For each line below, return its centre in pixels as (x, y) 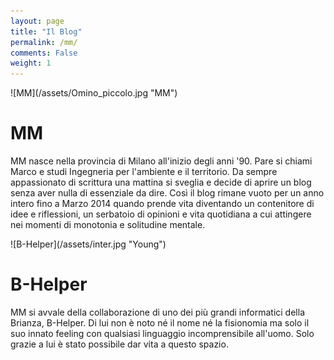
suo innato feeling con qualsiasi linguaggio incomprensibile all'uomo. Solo (162, 333)
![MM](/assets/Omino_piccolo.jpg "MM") (94, 93)
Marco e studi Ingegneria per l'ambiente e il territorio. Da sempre (144, 172)
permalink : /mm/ (44, 42)
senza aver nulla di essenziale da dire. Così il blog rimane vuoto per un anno (167, 193)
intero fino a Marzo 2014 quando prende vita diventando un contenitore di (162, 204)
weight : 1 (31, 63)
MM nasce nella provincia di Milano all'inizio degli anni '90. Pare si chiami (161, 161)
